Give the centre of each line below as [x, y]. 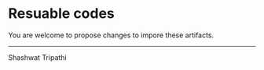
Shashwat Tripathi [37, 57]
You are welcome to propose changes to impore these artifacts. [111, 35]
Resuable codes [62, 14]
